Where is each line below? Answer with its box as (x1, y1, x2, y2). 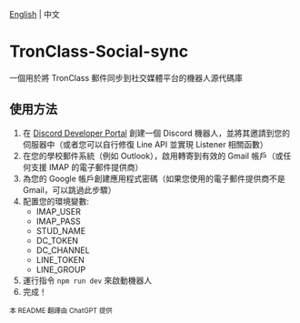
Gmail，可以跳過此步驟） (22, 184, 116, 195)
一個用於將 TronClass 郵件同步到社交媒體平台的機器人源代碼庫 (9, 72, 244, 83)
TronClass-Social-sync (9, 41, 189, 62)
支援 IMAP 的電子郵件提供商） (30, 161, 144, 172)
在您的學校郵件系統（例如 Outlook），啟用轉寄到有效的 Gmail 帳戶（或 (22, 150, 284, 161)
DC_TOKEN (35, 235, 79, 246)
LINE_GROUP (35, 264, 86, 275)
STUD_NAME (35, 225, 86, 236)
